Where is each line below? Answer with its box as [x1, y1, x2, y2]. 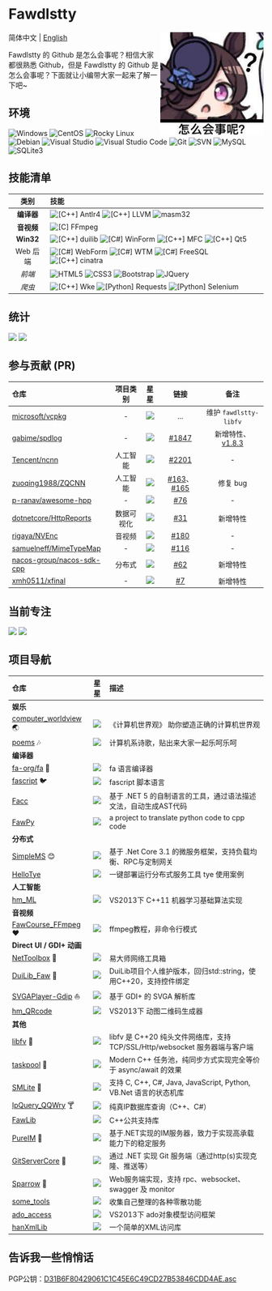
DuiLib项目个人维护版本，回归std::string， [108, 965, 249, 976]
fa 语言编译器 [108, 763, 154, 773]
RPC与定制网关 [123, 856, 174, 867]
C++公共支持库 [108, 1115, 159, 1125]
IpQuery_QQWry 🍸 [11, 1100, 74, 1110]
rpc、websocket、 [182, 1174, 245, 1183]
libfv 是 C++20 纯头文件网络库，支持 [108, 1032, 232, 1042]
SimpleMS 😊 [11, 851, 55, 861]
